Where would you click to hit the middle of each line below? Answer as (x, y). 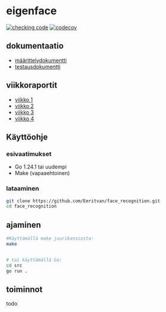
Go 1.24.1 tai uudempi (41, 167)
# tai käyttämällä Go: (34, 260)
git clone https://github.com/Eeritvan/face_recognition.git (83, 201)
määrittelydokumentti (41, 60)
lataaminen (23, 189)
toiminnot (24, 289)
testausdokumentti (38, 66)
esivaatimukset (29, 154)
